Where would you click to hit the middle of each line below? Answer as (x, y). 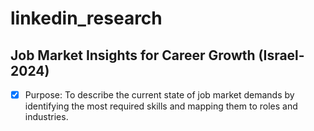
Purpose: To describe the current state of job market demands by (159, 95)
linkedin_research (86, 18)
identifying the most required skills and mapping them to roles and (161, 106)
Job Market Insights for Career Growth (133, 55)
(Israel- (281, 55)
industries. (46, 117)
